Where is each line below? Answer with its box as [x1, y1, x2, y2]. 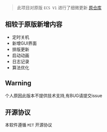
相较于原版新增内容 [5, 20, 62, 29]
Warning [5, 79, 31, 87]
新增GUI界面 [12, 40, 37, 46]
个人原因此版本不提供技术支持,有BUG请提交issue [5, 93, 103, 98]
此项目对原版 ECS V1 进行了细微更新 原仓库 [16, 5, 102, 10]
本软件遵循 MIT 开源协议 [5, 122, 52, 128]
